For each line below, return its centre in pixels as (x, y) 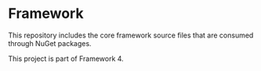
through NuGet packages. (50, 43)
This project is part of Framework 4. (66, 59)
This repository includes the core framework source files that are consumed (131, 35)
